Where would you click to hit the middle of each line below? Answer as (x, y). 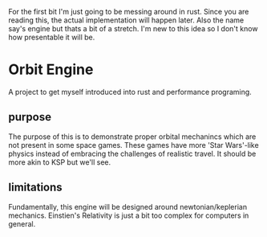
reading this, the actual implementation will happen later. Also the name (126, 20)
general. (22, 223)
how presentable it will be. (52, 37)
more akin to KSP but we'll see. (60, 162)
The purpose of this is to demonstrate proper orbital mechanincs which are (132, 137)
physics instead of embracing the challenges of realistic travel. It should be (132, 153)
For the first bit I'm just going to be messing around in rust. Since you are (129, 12)
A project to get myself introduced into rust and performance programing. (130, 92)
